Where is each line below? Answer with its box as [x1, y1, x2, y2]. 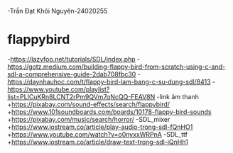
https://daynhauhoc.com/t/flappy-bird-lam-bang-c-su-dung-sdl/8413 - [7, 77, 215, 86]
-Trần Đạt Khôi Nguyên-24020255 [7, 7, 108, 15]
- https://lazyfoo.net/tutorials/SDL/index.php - [7, 55, 141, 63]
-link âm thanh [156, 92, 199, 101]
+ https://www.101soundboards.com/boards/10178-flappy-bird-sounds [7, 107, 212, 116]
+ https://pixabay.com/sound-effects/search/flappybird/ [7, 100, 170, 108]
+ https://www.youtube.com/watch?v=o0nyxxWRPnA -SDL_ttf [7, 130, 188, 138]
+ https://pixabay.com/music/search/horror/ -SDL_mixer [7, 115, 170, 123]
